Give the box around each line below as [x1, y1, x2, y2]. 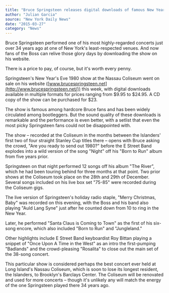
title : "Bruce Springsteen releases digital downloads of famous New [5, 7, 154, 13]
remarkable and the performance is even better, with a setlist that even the [5, 117, 160, 123]
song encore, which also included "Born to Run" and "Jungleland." [5, 226, 142, 232]
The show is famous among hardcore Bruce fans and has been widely [5, 107, 150, 113]
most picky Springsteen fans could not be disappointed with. [5, 123, 131, 129]
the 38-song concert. [5, 251, 50, 257]
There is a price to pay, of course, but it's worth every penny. [5, 66, 132, 72]
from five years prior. [5, 154, 49, 160]
